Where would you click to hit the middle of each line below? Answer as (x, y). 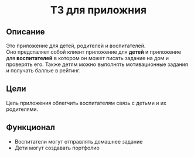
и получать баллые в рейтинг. (43, 70)
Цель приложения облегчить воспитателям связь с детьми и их (86, 103)
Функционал (31, 128)
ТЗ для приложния (98, 10)
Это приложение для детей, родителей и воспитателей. (76, 46)
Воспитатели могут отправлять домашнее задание (79, 141)
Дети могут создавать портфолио (57, 148)
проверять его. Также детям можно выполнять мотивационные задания (97, 64)
